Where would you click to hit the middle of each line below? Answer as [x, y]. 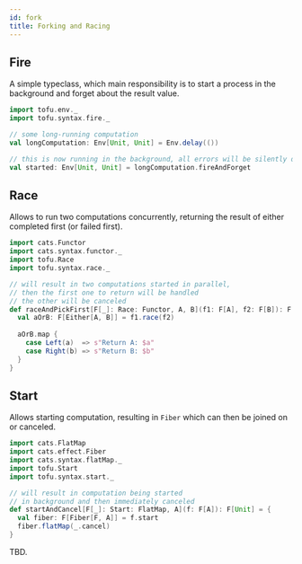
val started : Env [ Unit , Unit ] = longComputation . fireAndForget [130, 167]
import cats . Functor [48, 243]
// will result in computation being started [96, 493]
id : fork [26, 18]
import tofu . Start [44, 468]
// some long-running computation [74, 135]
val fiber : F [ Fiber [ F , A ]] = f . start [88, 518]
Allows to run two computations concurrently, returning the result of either [147, 217]
